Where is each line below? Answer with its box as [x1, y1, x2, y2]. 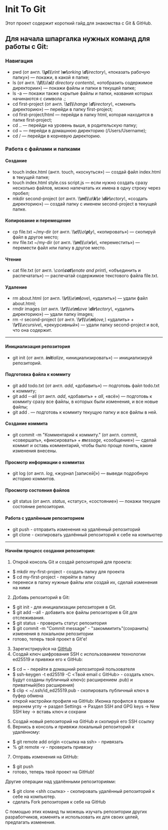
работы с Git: [5, 43, 48, 51]
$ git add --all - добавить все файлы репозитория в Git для [12, 609, 137, 615]
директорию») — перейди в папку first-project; [12, 106, 113, 112]
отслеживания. [12, 614, 45, 620]
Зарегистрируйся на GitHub [12, 646, 72, 652]
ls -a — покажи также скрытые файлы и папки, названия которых [12, 90, 153, 96]
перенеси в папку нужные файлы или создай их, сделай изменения [12, 579, 158, 585]
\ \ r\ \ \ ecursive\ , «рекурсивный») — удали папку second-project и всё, [12, 322, 159, 328]
